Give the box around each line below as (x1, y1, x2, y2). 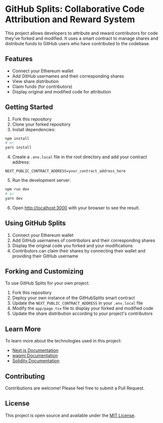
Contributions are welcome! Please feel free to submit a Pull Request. (5, 385, 145, 391)
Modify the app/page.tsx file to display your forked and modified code (12, 306, 154, 311)
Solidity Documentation (12, 358, 60, 364)
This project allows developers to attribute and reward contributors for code (5, 30, 158, 36)
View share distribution (12, 78, 59, 84)
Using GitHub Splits (5, 219, 66, 227)
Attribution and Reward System (5, 14, 136, 25)
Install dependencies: (12, 126, 56, 132)
